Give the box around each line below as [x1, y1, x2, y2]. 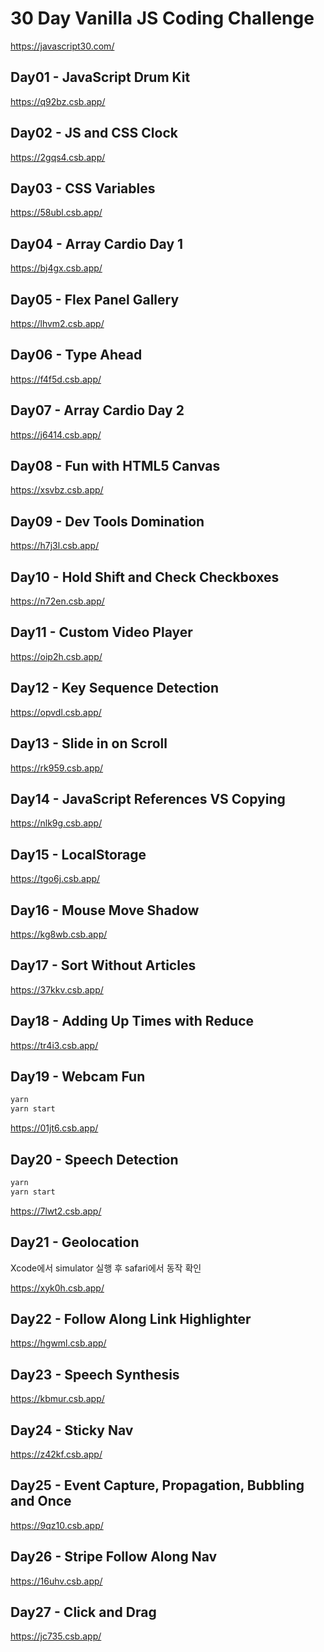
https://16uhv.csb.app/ [10, 1575, 103, 1587]
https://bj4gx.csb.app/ [10, 262, 103, 274]
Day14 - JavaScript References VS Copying [10, 790, 286, 807]
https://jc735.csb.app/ [10, 1630, 102, 1642]
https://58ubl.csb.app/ [10, 207, 103, 219]
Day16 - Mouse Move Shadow [10, 902, 200, 919]
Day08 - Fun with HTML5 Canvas [10, 458, 221, 475]
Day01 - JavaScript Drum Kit [10, 69, 191, 86]
